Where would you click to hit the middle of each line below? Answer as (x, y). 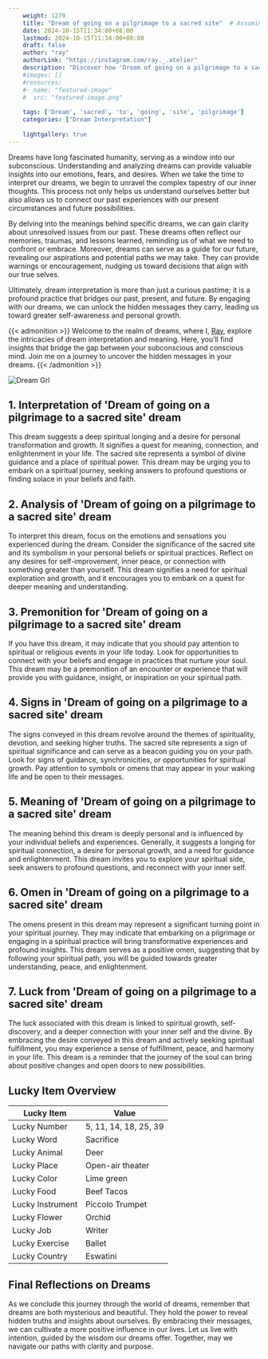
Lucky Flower (37, 1218)
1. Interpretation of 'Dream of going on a (109, 405)
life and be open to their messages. (66, 776)
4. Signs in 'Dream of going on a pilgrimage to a (128, 703)
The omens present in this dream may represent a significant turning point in (134, 924)
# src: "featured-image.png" (73, 97)
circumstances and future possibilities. (72, 207)
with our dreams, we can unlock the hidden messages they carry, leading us (134, 306)
